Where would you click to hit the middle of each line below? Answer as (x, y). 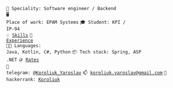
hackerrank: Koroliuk (33, 80)
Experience (20, 40)
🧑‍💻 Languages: (24, 46)
